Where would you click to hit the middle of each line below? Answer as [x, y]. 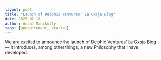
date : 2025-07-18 [23, 19]
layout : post [18, 10]
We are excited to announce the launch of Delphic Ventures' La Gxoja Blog [80, 42]
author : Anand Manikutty [31, 23]
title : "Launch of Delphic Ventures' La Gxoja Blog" [60, 14]
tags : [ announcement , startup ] [37, 28]
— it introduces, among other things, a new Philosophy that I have [72, 47]
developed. [16, 53]
